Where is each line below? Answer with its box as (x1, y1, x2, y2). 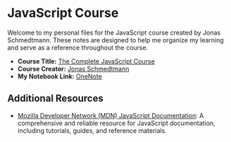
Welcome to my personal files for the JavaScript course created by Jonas (7, 28, 220, 37)
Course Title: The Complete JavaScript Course (17, 57, 155, 65)
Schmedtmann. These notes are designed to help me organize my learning (7, 35, 224, 44)
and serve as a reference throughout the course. (7, 43, 149, 52)
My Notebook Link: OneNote (17, 72, 102, 81)
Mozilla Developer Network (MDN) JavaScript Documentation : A (17, 111, 204, 119)
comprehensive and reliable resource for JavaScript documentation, (17, 119, 216, 127)
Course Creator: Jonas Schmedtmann (17, 64, 130, 73)
